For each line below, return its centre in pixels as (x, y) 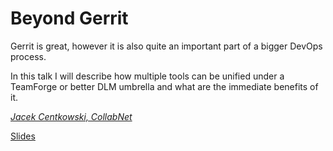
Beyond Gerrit (69, 18)
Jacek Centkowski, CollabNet (71, 116)
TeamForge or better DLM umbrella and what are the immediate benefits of (164, 86)
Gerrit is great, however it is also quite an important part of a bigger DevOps (166, 46)
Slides (23, 136)
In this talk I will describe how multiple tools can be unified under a (147, 76)
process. (28, 56)
